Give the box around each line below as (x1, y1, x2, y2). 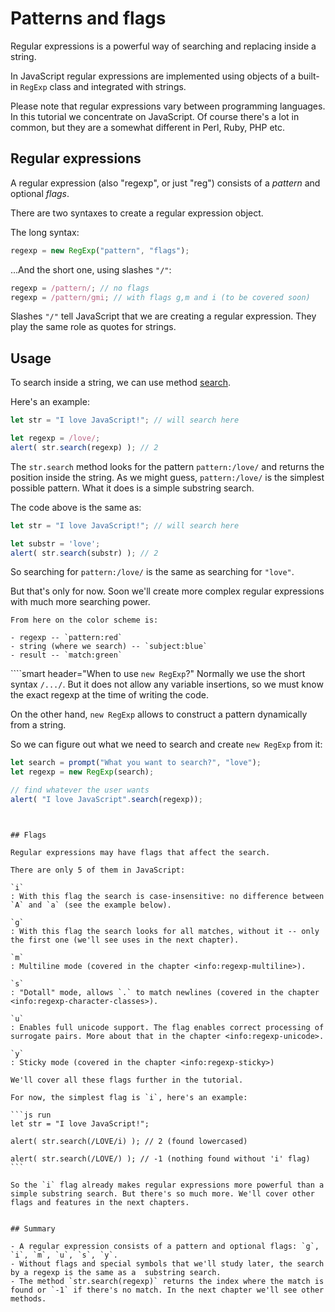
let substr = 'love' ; (10, 538, 101, 549)
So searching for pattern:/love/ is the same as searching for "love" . (10, 566, 295, 578)
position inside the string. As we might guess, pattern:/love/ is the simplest (10, 471, 325, 483)
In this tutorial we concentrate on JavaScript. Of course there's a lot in (10, 110, 300, 122)
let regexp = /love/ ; (10, 433, 101, 444)
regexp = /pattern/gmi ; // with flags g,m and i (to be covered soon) (10, 292, 311, 302)
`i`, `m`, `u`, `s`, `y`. (10, 1250, 118, 1260)
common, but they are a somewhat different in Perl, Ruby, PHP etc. (10, 121, 286, 133)
